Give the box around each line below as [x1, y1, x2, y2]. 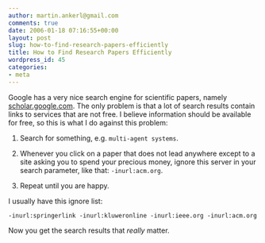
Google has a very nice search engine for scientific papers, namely [8, 92, 228, 102]
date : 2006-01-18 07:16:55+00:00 [8, 26, 119, 34]
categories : [8, 64, 48, 71]
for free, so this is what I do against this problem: [8, 118, 168, 127]
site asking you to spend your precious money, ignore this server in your [19, 156, 256, 167]
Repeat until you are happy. [19, 180, 109, 191]
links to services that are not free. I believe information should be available [8, 109, 252, 119]
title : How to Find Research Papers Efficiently [8, 48, 172, 56]
